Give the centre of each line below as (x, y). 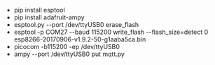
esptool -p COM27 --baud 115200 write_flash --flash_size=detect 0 (111, 32)
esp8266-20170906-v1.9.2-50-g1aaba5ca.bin (80, 39)
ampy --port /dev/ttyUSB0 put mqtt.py (69, 54)
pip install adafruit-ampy (49, 17)
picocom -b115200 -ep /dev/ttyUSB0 (67, 47)
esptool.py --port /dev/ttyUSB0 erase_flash (76, 25)
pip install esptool (39, 10)
